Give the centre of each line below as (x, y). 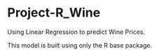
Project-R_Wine (54, 13)
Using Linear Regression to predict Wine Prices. (76, 32)
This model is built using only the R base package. (80, 45)
